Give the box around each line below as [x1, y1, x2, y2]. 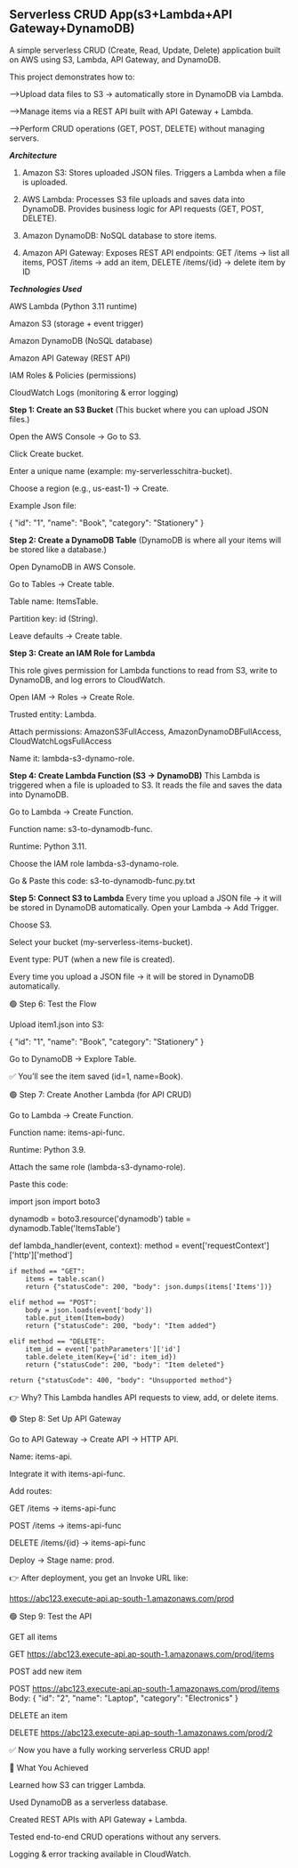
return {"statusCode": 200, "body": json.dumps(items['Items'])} [25, 1282, 273, 1291]
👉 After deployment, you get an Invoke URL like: [9, 1572, 189, 1583]
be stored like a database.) [9, 543, 107, 555]
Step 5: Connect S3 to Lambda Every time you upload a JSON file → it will [9, 893, 282, 903]
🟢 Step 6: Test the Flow [9, 998, 97, 1009]
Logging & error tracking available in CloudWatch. [9, 1848, 191, 1859]
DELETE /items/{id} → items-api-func [9, 1537, 147, 1548]
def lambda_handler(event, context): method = [9, 1240, 181, 1251]
